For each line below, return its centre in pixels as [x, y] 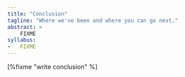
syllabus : [22, 40]
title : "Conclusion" [38, 14]
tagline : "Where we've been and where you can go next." [93, 20]
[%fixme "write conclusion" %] [52, 67]
